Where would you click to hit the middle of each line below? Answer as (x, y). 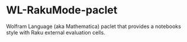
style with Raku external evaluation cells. (56, 32)
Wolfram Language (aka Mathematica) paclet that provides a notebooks (94, 26)
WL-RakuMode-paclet (62, 10)
